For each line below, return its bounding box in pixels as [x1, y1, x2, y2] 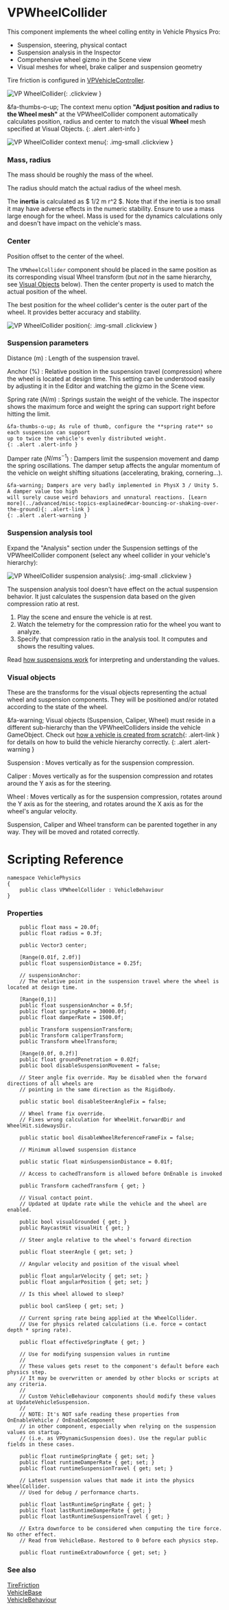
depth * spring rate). [7, 1327, 72, 1334]
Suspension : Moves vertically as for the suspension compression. [7, 759, 194, 767]
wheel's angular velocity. [7, 807, 77, 816]
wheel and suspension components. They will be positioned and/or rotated [7, 695, 219, 704]
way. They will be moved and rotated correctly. [7, 828, 140, 836]
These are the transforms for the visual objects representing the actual [7, 689, 207, 697]
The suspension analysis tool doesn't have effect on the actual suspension [7, 585, 218, 593]
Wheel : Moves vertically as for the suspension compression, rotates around [7, 792, 222, 801]
